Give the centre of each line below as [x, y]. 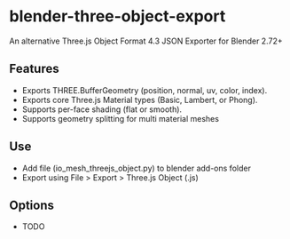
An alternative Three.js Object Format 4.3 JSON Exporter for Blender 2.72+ [146, 41]
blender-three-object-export [118, 16]
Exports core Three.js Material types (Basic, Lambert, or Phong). [140, 100]
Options [32, 205]
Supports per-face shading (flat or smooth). [102, 109]
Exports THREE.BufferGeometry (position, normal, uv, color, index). [145, 90]
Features [34, 69]
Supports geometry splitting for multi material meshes [121, 118]
